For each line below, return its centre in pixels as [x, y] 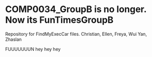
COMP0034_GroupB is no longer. [76, 9]
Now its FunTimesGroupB [59, 20]
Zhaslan [13, 39]
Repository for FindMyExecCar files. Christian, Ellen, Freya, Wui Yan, [76, 34]
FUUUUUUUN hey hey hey [33, 49]
